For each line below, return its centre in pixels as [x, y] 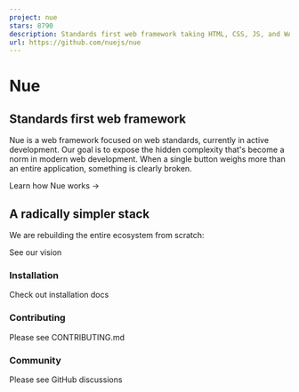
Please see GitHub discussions [66, 380]
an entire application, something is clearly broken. [101, 169]
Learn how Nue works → [54, 186]
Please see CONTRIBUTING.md [67, 337]
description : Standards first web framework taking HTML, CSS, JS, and [145, 34]
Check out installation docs [59, 295]
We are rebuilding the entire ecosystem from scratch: [107, 236]
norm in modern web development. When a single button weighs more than [148, 159]
